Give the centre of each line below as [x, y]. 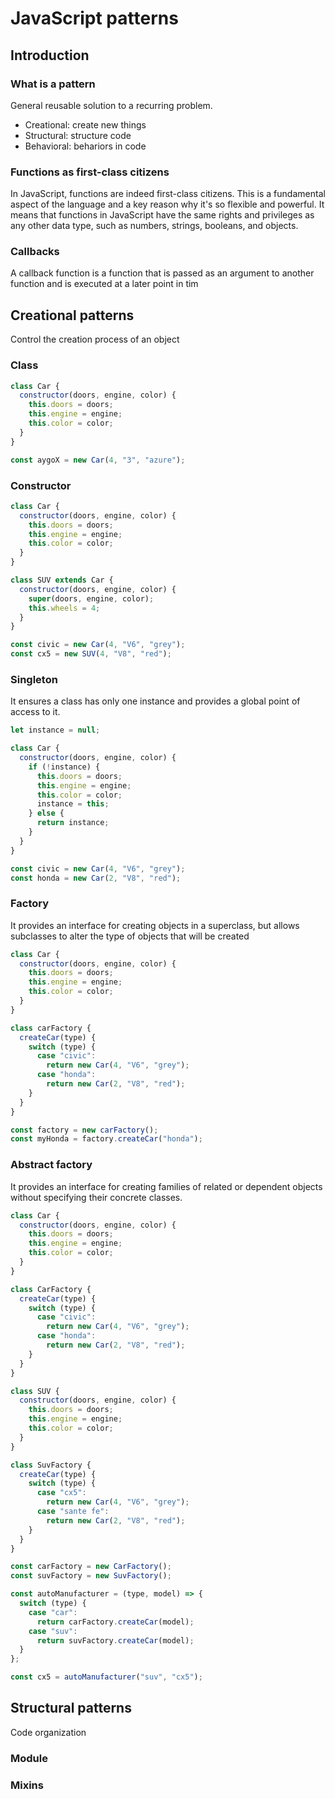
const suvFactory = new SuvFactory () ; [91, 1576]
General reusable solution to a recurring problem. [111, 105]
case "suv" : [53, 1631]
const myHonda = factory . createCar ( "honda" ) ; [106, 1139]
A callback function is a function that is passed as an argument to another [162, 273]
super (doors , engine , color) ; [91, 598]
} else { [46, 813]
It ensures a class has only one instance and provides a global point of [155, 701]
